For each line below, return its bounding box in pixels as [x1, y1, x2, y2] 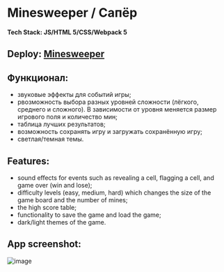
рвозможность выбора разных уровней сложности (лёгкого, [17, 98, 199, 106]
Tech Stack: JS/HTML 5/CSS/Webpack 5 [7, 28, 127, 36]
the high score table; [17, 203, 77, 211]
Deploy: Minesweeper [7, 48, 105, 60]
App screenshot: [7, 239, 81, 250]
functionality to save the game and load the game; [17, 211, 161, 219]
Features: [7, 155, 50, 167]
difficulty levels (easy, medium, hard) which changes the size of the [17, 188, 211, 197]
